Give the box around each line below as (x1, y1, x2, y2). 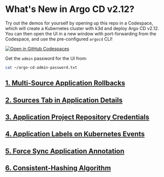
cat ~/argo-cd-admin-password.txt (5, 65, 78, 70)
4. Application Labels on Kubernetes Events (5, 130, 145, 138)
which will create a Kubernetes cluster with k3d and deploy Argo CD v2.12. (5, 25, 159, 31)
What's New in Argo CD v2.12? (5, 3, 134, 15)
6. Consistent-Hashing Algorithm (5, 164, 111, 172)
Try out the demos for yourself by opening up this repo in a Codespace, (5, 20, 153, 26)
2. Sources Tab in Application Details (5, 96, 123, 104)
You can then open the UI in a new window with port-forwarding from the (5, 30, 156, 36)
